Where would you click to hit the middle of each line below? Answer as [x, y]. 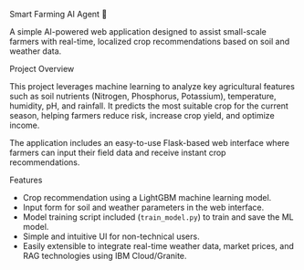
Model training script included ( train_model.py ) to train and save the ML [158, 217]
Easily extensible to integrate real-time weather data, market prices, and [158, 246]
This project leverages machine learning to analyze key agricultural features [152, 86]
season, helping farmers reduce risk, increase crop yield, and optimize [142, 115]
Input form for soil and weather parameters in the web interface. [143, 207]
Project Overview [42, 69]
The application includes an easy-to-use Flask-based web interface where [150, 143]
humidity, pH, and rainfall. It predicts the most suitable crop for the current [149, 106]
